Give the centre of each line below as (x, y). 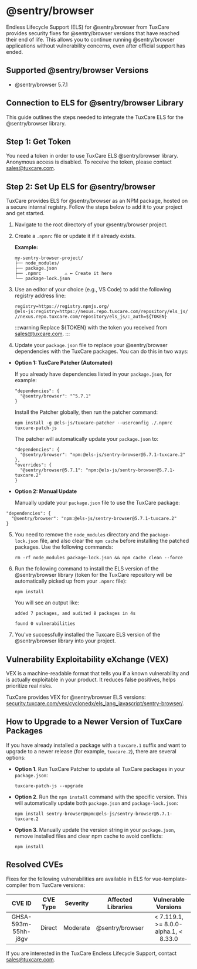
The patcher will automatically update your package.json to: (86, 439)
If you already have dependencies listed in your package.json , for (93, 374)
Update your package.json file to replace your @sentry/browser (91, 345)
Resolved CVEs (35, 865)
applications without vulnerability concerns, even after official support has (96, 46)
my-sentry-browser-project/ (49, 258)
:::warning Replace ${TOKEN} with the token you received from (91, 328)
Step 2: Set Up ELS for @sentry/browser (81, 187)
